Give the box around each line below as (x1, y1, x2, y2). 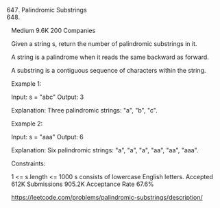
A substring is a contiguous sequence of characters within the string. (11, 67, 206, 74)
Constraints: (11, 159, 46, 167)
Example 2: (11, 119, 43, 128)
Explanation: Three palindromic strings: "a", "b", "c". (11, 106, 158, 114)
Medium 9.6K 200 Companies (11, 27, 96, 34)
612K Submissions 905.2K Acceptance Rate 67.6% (11, 180, 154, 188)
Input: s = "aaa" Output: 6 (11, 133, 84, 141)
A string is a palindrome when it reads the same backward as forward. (11, 53, 210, 61)
